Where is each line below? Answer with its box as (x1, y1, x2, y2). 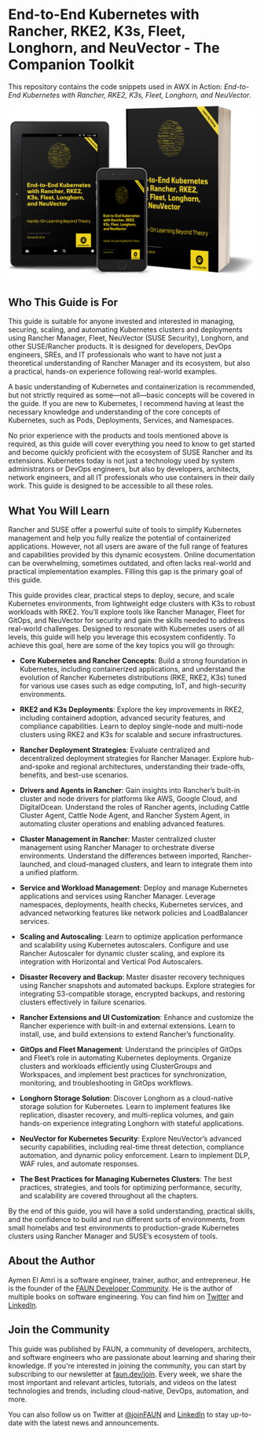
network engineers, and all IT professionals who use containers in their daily (8, 473, 255, 482)
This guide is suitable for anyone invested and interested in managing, (8, 317, 236, 326)
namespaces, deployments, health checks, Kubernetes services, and (19, 900, 244, 909)
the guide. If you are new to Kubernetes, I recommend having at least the (8, 399, 244, 408)
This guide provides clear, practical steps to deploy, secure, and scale (8, 590, 235, 600)
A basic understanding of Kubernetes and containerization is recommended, (8, 382, 255, 392)
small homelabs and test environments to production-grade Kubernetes (8, 1223, 240, 1232)
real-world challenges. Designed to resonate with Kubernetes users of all (8, 624, 245, 633)
